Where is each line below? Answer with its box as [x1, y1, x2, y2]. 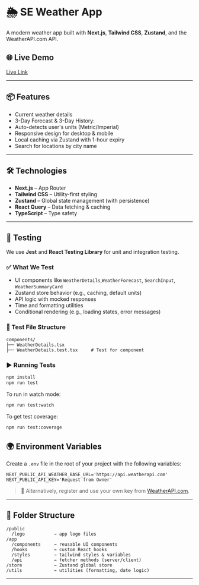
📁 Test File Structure [6, 323, 66, 331]
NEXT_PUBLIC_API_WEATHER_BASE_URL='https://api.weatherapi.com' [6, 471, 168, 478]
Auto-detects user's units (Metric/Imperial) [14, 123, 120, 130]
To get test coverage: [6, 413, 58, 420]
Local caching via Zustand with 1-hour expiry [14, 136, 125, 143]
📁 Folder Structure [6, 510, 75, 520]
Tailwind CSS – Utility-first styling [14, 191, 98, 198]
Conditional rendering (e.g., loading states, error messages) [14, 308, 161, 316]
